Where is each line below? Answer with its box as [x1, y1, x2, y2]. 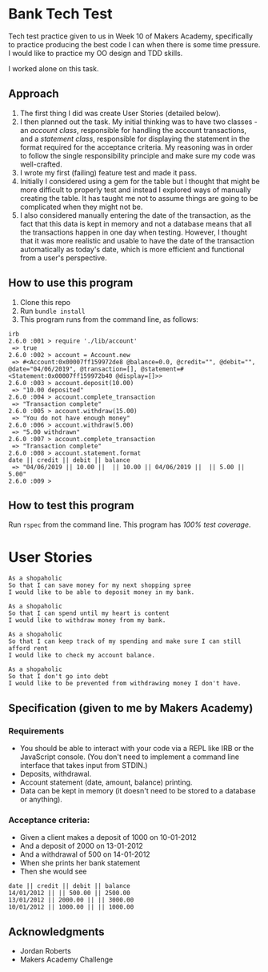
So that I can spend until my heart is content [8, 609, 170, 617]
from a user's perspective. [19, 253, 107, 263]
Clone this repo [19, 297, 70, 307]
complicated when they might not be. [19, 202, 143, 211]
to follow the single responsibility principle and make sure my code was [19, 151, 256, 160]
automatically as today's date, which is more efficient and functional [19, 244, 246, 254]
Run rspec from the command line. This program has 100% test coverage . [8, 520, 251, 529]
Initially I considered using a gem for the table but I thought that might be [19, 176, 260, 186]
